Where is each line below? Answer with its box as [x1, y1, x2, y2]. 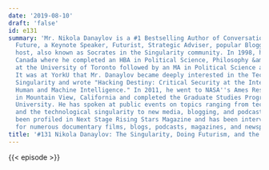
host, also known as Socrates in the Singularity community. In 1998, [15, 49, 256, 57]
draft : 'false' [8, 19, 59, 27]
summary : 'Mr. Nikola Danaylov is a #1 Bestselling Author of [8, 34, 220, 42]
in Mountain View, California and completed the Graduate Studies [15, 93, 242, 101]
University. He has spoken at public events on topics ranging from [15, 101, 249, 109]
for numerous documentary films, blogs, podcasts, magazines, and [15, 123, 242, 131]
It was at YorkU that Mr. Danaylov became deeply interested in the [15, 71, 249, 79]
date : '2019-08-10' [8, 11, 74, 20]
